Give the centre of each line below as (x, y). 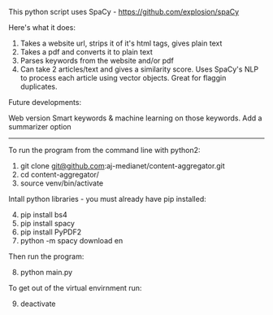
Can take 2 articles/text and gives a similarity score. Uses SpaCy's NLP (139, 69)
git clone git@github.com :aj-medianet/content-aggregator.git (122, 166)
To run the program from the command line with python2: (104, 150)
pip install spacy (48, 223)
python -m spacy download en (71, 241)
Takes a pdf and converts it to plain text (86, 52)
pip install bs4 (43, 214)
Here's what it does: (42, 27)
